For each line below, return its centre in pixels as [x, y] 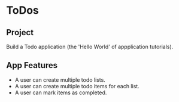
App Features [32, 65]
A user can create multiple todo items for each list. [77, 86]
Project [20, 33]
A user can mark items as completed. [61, 92]
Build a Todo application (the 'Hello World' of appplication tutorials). [90, 47]
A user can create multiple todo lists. [60, 80]
